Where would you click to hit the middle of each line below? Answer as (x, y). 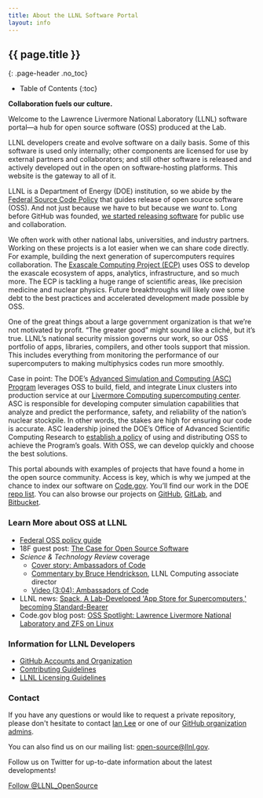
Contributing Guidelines (58, 669)
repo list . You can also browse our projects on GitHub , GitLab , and (115, 494)
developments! (32, 771)
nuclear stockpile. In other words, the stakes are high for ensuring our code (130, 420)
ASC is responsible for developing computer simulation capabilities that (124, 404)
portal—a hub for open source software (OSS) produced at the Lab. (117, 127)
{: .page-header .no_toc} (48, 73)
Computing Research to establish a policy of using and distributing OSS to (128, 437)
